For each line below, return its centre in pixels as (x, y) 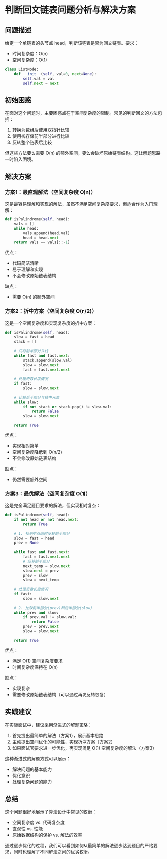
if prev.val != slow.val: (50, 617)
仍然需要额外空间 (30, 479)
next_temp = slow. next (46, 566)
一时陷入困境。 (20, 159)
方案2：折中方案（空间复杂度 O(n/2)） (51, 311)
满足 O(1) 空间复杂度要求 (38, 661)
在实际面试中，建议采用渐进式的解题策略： (49, 725)
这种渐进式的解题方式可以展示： (38, 758)
